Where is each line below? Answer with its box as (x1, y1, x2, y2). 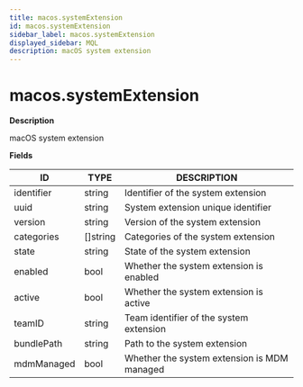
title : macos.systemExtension (9, 13, 124, 22)
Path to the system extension (124, 337, 248, 350)
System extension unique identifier (124, 202, 272, 214)
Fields (9, 150, 33, 161)
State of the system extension (124, 245, 251, 257)
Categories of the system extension (124, 230, 275, 243)
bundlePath (14, 337, 63, 350)
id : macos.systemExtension (9, 22, 111, 31)
